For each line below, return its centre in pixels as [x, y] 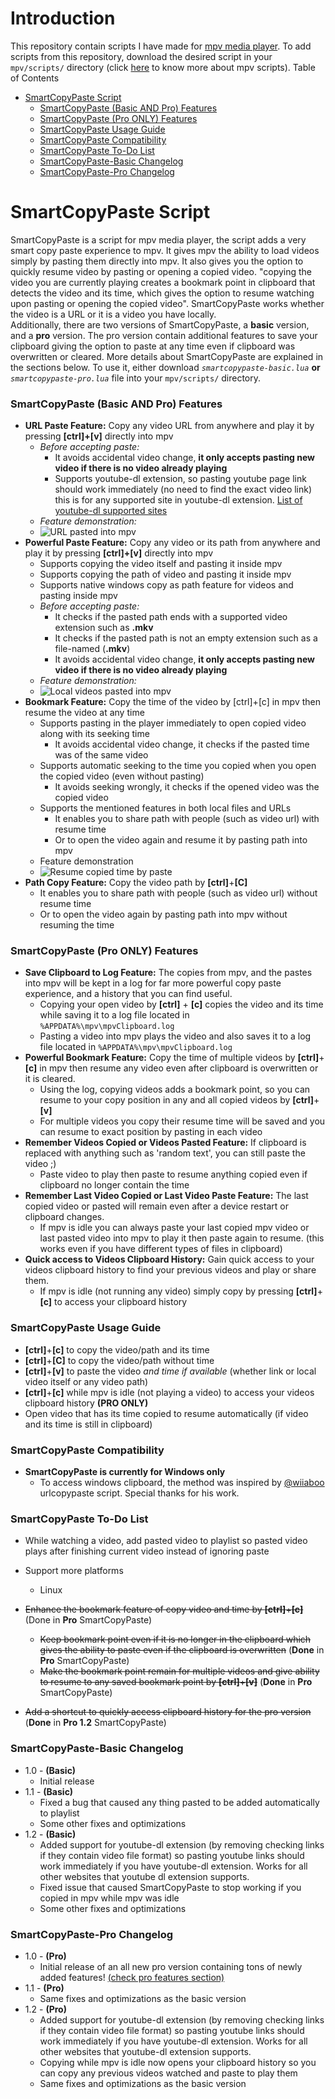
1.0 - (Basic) [50, 1770]
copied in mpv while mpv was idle [109, 1898]
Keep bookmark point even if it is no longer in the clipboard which [175, 1639]
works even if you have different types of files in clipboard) [161, 1249]
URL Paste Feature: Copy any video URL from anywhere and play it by [169, 426]
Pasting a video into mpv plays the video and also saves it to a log [175, 1036]
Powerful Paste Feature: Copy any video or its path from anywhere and [172, 543]
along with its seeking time [94, 734]
